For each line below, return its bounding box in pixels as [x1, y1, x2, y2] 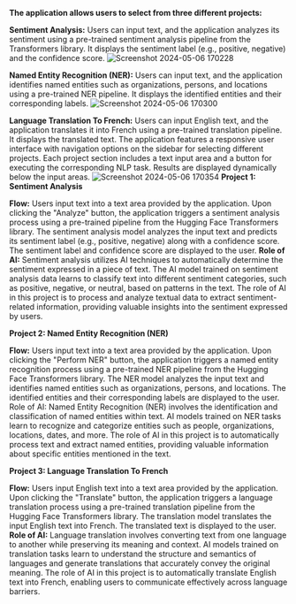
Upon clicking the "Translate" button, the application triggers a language [9, 493, 273, 502]
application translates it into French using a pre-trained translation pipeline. [9, 125, 283, 135]
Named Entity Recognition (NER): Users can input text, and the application [9, 70, 283, 80]
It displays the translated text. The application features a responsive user [9, 134, 275, 144]
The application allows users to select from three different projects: [9, 8, 262, 18]
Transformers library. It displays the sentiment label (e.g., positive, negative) [9, 43, 286, 54]
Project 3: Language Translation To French [9, 466, 169, 476]
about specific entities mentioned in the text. [9, 448, 171, 459]
